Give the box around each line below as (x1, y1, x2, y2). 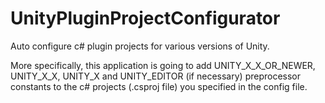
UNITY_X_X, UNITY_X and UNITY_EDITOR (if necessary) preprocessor (10, 70, 302, 82)
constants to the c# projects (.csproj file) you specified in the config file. (10, 80, 308, 92)
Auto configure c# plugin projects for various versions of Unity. (10, 40, 270, 52)
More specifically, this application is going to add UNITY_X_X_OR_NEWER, (10, 59, 316, 71)
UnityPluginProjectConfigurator (10, 7, 281, 30)
